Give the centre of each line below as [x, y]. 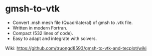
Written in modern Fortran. [40, 27]
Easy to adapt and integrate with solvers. [54, 38]
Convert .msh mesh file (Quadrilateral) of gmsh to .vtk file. [72, 22]
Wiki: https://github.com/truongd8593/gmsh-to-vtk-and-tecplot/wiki [76, 48]
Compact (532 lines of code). [43, 33]
